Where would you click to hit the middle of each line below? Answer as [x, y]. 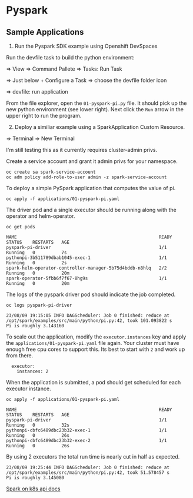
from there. [20, 356]
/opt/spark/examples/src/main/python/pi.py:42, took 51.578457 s [88, 473]
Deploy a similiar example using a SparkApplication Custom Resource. [100, 127]
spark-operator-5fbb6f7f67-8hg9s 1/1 [86, 278]
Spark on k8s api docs [33, 489]
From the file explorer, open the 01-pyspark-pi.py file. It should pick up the [96, 103]
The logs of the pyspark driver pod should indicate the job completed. [91, 294]
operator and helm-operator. [41, 216]
